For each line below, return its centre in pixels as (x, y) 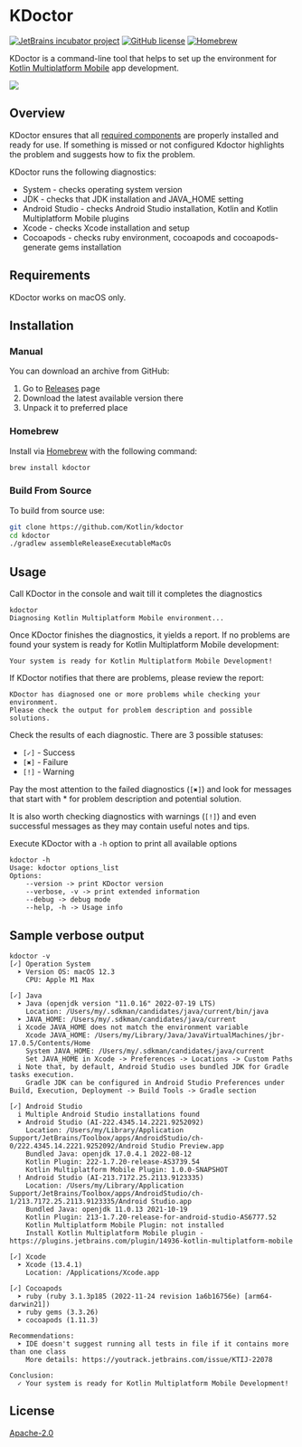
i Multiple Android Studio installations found (109, 1114)
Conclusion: (32, 1376)
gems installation (90, 247)
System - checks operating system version (102, 189)
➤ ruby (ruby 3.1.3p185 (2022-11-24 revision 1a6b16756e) (129, 1296)
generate (39, 247)
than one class (38, 1352)
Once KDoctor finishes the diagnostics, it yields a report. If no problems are (150, 635)
